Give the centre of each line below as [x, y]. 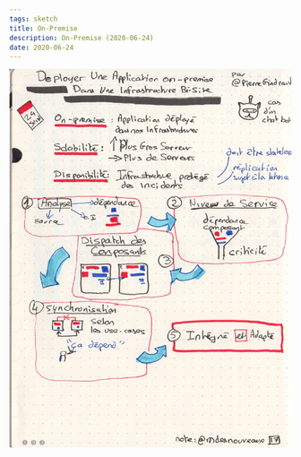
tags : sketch [34, 19]
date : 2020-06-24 [42, 47]
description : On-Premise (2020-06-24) [82, 38]
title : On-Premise [43, 28]
